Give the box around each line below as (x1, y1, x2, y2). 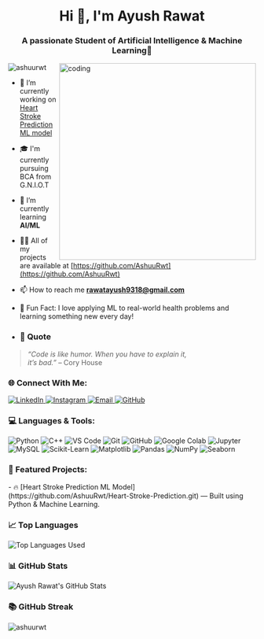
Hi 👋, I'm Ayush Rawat (59, 7, 205, 25)
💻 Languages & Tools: (8, 416, 96, 426)
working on (19, 94, 57, 105)
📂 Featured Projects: (8, 464, 88, 475)
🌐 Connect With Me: (8, 377, 88, 388)
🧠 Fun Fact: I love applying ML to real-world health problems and (19, 303, 229, 313)
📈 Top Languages (8, 519, 79, 530)
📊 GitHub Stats (8, 560, 68, 571)
